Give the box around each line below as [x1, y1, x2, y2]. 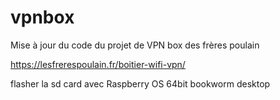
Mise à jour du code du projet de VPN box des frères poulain [10, 39, 260, 51]
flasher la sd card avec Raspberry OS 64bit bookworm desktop [10, 77, 271, 90]
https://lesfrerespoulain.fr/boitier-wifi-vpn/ [10, 58, 186, 70]
